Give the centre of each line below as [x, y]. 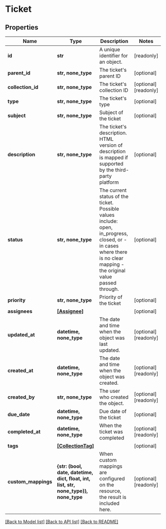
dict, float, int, [74, 479]
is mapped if [114, 158]
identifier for [114, 56]
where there [113, 252]
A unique [110, 49]
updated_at [21, 335]
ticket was [111, 432]
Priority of [111, 297]
